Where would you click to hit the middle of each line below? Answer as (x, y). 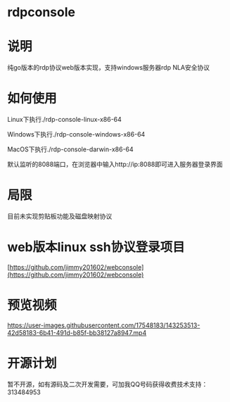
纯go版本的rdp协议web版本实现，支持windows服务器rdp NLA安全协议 (109, 68)
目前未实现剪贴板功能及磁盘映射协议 (60, 216)
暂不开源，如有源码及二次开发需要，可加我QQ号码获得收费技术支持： (108, 384)
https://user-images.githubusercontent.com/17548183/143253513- (104, 325)
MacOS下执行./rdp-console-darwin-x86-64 (70, 149)
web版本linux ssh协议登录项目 (96, 247)
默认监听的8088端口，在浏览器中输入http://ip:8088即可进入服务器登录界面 (115, 164)
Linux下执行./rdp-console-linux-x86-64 (64, 120)
